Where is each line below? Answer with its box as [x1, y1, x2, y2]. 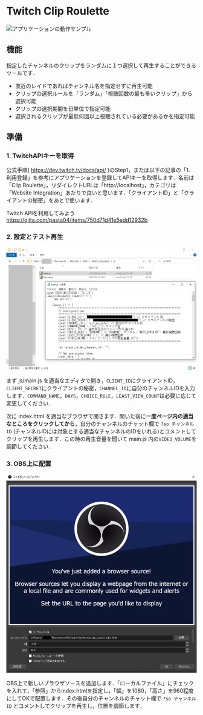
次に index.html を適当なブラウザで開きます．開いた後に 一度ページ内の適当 [6, 412, 194, 419]
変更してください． [6, 399, 54, 407]
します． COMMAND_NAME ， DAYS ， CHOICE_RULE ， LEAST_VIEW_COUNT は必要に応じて [6, 392, 197, 399]
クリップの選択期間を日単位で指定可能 [14, 105, 111, 112]
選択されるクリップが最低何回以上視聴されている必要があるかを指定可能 [14, 112, 195, 119]
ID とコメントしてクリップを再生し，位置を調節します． [6, 702, 146, 710]
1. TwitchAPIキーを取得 [6, 151, 74, 160]
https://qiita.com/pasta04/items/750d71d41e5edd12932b [6, 216, 148, 224]
